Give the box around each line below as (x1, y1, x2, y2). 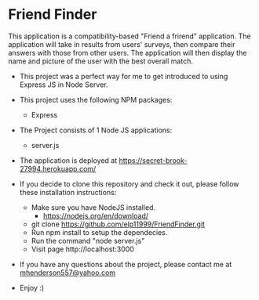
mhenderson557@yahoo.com (19, 268, 116, 277)
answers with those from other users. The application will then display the (8, 48, 247, 57)
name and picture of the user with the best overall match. (8, 56, 194, 66)
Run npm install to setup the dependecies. (31, 227, 168, 237)
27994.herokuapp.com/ (19, 164, 97, 173)
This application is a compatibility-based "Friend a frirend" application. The (8, 31, 251, 41)
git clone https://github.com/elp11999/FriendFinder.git (31, 219, 206, 229)
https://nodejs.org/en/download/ (42, 211, 149, 220)
